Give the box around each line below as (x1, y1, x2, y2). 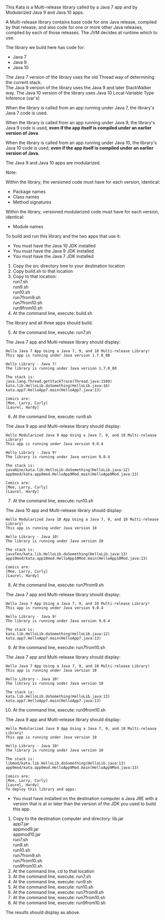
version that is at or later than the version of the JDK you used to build (12, 801, 156, 807)
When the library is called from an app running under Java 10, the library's (5, 140, 157, 146)
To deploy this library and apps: (5, 787, 77, 792)
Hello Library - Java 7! (5, 361, 57, 366)
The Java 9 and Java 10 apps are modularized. (5, 160, 101, 165)
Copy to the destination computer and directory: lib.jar (12, 816, 124, 821)
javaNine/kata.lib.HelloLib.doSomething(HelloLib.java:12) (5, 467, 130, 472)
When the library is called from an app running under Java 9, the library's (5, 120, 155, 125)
